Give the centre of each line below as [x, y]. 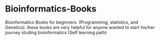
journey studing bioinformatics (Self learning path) [56, 32]
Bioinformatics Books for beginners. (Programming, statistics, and [72, 22]
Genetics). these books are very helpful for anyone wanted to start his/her [80, 27]
